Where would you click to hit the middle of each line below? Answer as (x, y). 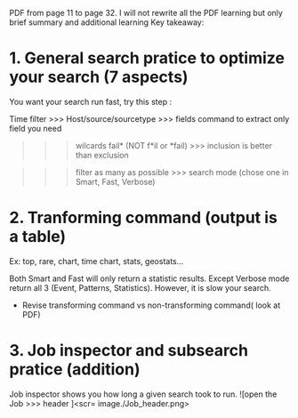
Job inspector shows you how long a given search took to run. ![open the (143, 394)
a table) (38, 237)
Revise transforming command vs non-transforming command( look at (151, 305)
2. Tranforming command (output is (144, 218)
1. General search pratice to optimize (147, 58)
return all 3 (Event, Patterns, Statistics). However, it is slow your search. (140, 287)
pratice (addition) (75, 370)
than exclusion (102, 155)
